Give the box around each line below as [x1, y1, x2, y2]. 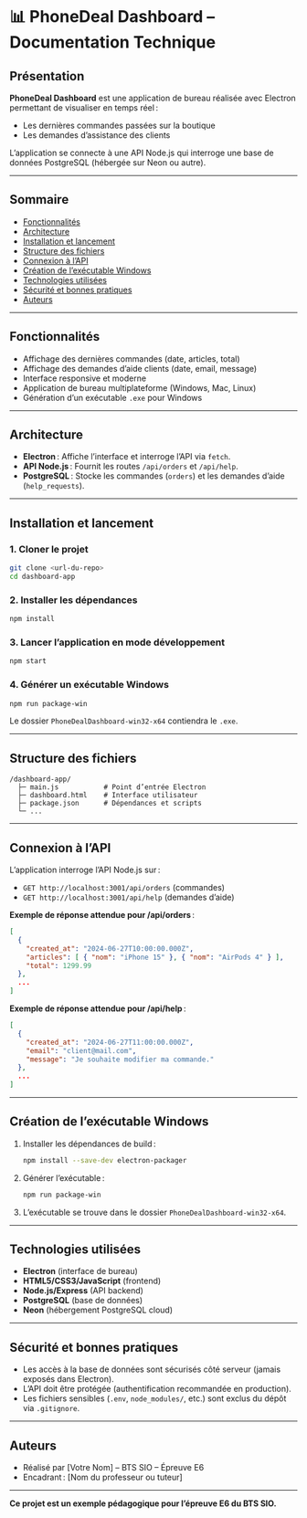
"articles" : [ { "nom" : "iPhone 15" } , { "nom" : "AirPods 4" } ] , [26, 953, 284, 962]
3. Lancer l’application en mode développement [9, 636, 226, 648]
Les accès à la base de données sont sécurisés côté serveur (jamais [22, 1364, 281, 1375]
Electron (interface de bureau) [22, 1266, 139, 1277]
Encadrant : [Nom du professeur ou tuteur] [22, 1471, 183, 1483]
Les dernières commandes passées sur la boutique [22, 120, 217, 131]
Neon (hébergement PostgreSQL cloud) [22, 1304, 174, 1315]
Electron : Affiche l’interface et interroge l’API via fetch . [22, 451, 231, 462]
